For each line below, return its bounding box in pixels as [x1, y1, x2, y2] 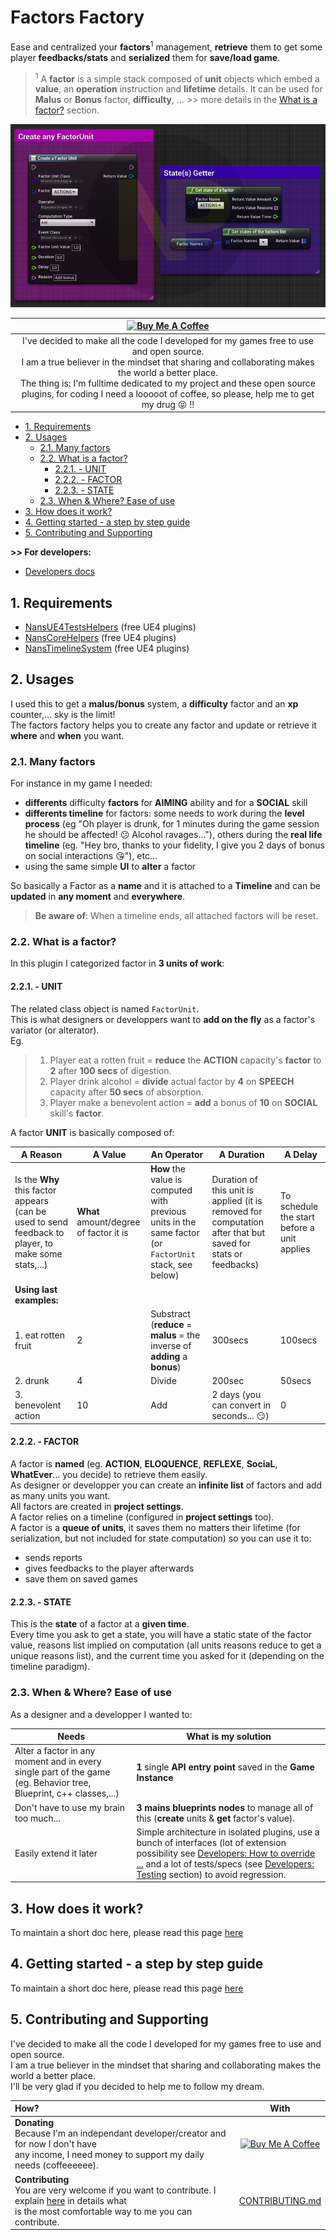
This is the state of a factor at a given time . [10, 1618, 190, 1630]
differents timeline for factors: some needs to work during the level [24, 807, 305, 820]
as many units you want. [10, 1490, 111, 1502]
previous [150, 1206, 187, 1218]
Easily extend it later [14, 1847, 98, 1859]
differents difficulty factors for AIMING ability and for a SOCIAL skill [24, 797, 308, 809]
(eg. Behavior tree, [14, 1777, 92, 1789]
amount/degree [76, 1216, 141, 1228]
